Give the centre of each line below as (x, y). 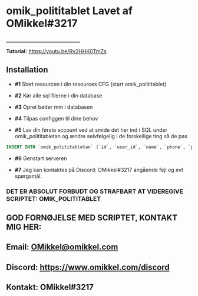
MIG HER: (24, 227)
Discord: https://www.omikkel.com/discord (88, 267)
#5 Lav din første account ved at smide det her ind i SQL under (91, 130)
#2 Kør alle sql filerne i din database (58, 95)
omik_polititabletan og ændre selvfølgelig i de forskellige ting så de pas (101, 136)
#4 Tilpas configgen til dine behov (56, 118)
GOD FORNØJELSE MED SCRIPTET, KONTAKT (92, 218)
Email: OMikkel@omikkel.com (62, 247)
